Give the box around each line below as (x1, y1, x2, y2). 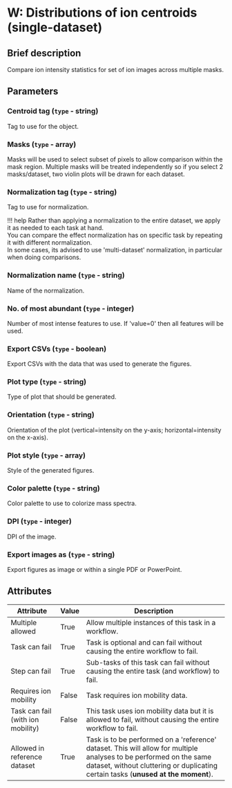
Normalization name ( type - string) (7, 270, 126, 280)
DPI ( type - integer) (7, 516, 72, 526)
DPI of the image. (7, 532, 57, 541)
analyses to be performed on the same (86, 752, 212, 762)
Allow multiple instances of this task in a (86, 618, 216, 627)
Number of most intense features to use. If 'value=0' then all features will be (7, 319, 224, 327)
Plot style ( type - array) (7, 450, 86, 460)
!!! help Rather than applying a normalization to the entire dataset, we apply (7, 216, 221, 225)
